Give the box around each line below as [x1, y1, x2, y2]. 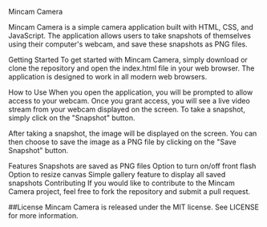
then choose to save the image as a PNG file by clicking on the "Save [8, 137, 237, 147]
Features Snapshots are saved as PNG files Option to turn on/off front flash [8, 161, 257, 171]
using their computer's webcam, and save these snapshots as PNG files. [8, 39, 248, 49]
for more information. [8, 211, 79, 220]
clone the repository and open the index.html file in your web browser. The [8, 63, 255, 73]
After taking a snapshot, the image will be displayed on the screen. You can [8, 128, 257, 138]
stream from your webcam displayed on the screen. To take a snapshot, [8, 104, 246, 114]
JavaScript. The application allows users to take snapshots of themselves [8, 31, 251, 40]
